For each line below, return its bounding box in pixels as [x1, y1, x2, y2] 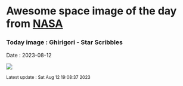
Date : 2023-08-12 [6, 52, 52, 59]
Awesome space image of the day [6, 4, 177, 18]
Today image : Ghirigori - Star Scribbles [6, 38, 123, 47]
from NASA [6, 17, 63, 30]
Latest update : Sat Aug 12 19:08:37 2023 [6, 75, 91, 81]
